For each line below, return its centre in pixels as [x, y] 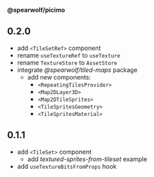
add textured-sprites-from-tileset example [87, 159]
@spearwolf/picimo [36, 10]
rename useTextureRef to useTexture [68, 55]
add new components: [59, 77]
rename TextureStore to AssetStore [67, 62]
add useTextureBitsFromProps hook [67, 166]
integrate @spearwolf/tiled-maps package [77, 70]
